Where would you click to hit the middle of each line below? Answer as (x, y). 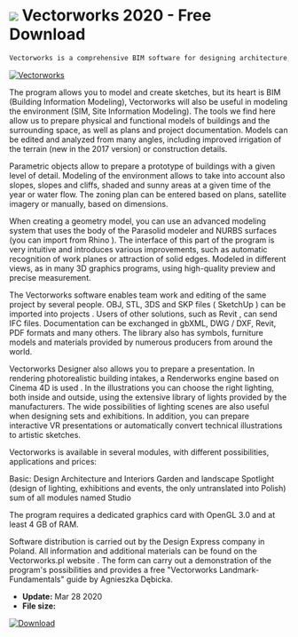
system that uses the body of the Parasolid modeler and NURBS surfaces (143, 230)
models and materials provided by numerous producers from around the (141, 342)
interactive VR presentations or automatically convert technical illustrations (146, 425)
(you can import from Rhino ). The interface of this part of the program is (142, 240)
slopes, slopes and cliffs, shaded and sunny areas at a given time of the (140, 185)
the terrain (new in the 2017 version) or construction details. (118, 148)
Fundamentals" (37, 579)
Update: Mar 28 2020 (62, 596)
